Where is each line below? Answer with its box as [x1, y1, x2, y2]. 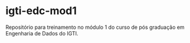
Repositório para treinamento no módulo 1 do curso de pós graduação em [5, 24, 185, 31]
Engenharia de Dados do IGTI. [5, 29, 78, 37]
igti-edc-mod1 [5, 4, 77, 18]
